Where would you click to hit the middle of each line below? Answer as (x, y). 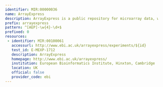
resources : (16, 37)
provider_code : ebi (31, 77)
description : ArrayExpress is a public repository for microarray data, (80, 18)
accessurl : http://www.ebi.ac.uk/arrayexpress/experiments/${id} (79, 45)
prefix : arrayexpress (27, 23)
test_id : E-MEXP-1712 (33, 50)
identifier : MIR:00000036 (31, 9)
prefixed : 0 (17, 32)
